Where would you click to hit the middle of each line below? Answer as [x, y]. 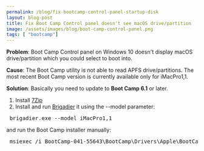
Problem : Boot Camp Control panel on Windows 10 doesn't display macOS [100, 52]
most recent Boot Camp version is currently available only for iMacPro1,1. [97, 77]
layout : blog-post [29, 18]
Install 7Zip [29, 100]
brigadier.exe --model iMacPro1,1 [61, 118]
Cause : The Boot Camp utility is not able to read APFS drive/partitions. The [100, 70]
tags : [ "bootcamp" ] [32, 35]
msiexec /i [25, 142]
